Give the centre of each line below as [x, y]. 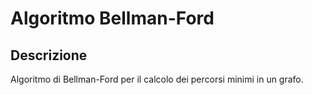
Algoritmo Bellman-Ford [112, 18]
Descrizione [49, 55]
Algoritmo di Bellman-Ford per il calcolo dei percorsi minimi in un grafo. [157, 79]
